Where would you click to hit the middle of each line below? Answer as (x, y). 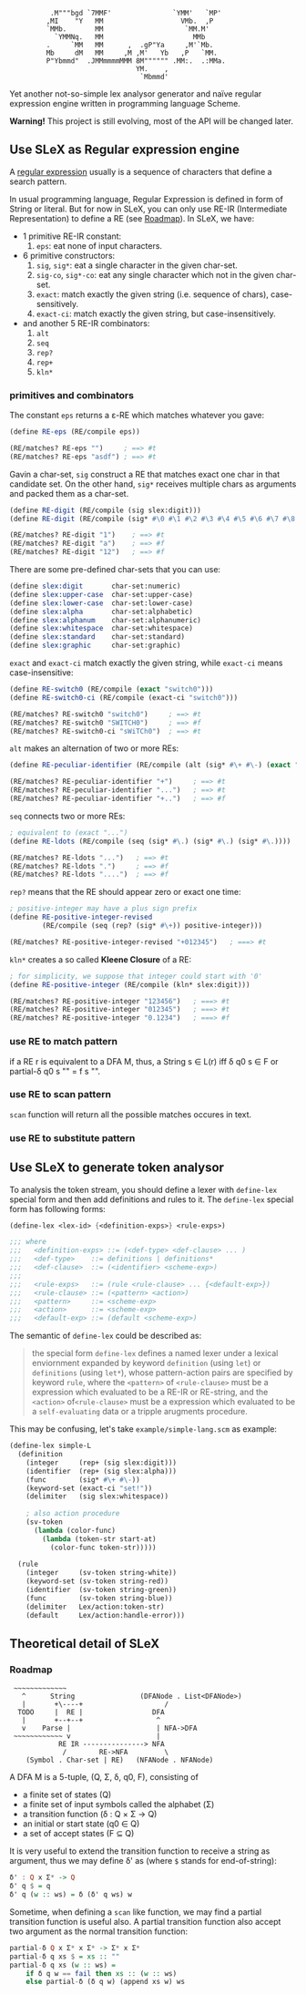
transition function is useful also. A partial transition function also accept (145, 1921)
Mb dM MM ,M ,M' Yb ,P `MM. (132, 53)
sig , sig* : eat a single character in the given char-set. (137, 265)
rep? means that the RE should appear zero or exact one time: (125, 892)
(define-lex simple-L (51, 1446)
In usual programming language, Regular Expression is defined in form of (147, 199)
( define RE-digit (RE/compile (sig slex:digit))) (106, 510)
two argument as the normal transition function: (99, 1931)
